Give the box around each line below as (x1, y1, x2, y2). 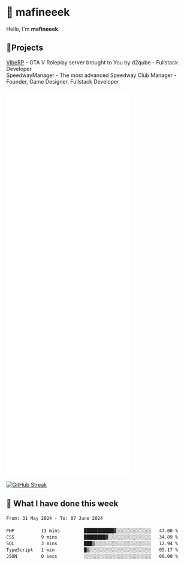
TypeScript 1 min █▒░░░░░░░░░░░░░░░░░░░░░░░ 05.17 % (6, 547, 179, 553)
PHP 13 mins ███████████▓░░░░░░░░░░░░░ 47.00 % (6, 528, 179, 534)
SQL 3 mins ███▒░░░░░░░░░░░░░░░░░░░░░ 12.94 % (6, 541, 179, 547)
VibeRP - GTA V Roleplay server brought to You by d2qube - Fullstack (6, 58, 179, 66)
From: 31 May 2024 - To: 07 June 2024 (6, 515, 103, 521)
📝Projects (6, 43, 44, 53)
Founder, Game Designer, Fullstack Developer (6, 78, 119, 85)
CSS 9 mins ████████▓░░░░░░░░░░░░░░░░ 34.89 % (6, 534, 179, 540)
